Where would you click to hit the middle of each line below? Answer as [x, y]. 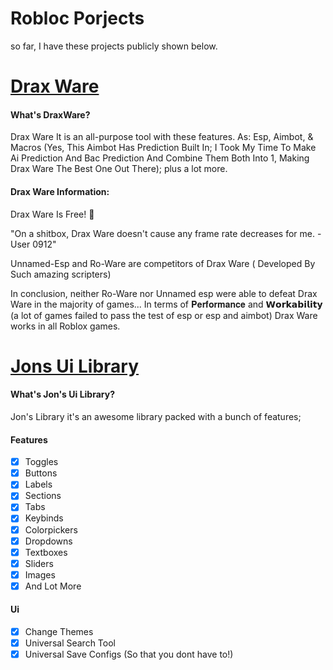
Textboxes [46, 552]
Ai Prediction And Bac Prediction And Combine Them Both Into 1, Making [160, 158]
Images [40, 574]
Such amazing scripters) [61, 274]
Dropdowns [48, 541]
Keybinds [44, 518]
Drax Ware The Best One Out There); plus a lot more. [119, 169]
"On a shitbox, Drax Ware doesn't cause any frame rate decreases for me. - [166, 233]
